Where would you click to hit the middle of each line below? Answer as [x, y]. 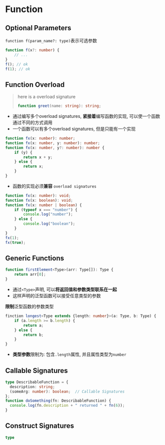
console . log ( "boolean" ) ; [49, 224]
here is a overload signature [47, 97]
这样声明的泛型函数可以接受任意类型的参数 [57, 296]
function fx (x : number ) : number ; [40, 139]
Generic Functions [35, 258]
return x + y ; [38, 157]
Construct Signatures [40, 426]
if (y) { [23, 152]
